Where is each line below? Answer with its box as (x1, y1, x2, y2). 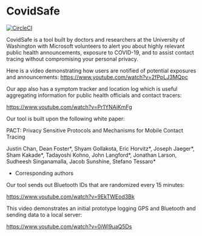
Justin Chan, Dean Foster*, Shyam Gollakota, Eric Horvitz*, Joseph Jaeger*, (6, 145, 195, 152)
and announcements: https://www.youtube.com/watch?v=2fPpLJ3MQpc (6, 73, 188, 80)
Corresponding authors (15, 169, 74, 177)
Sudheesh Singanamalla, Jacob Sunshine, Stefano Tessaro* (6, 157, 156, 165)
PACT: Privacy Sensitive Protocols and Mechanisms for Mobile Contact (6, 126, 183, 134)
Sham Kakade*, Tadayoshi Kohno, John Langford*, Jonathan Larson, (6, 151, 177, 159)
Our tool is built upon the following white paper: (6, 115, 126, 122)
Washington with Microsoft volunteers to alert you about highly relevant (6, 42, 185, 50)
